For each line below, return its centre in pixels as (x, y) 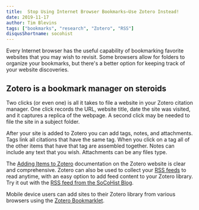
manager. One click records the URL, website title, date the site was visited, (99, 109)
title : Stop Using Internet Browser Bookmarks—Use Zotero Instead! (93, 12)
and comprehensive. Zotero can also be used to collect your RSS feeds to (96, 170)
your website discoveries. (38, 70)
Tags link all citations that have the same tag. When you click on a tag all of (98, 139)
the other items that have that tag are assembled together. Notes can (91, 146)
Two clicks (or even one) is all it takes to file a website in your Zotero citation (99, 102)
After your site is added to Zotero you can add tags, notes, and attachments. (99, 133)
